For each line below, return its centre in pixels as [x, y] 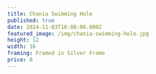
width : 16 [22, 47]
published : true [31, 20]
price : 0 [20, 60]
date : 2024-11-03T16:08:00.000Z [54, 27]
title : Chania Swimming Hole [50, 14]
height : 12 [23, 40]
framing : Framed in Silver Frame [56, 54]
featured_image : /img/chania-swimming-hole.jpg [78, 33]
